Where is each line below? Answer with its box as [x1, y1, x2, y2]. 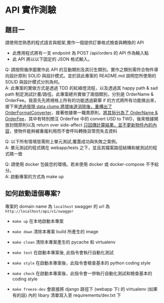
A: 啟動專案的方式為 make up [5, 174, 64, 180]
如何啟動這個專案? [5, 189, 61, 198]
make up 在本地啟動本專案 [12, 218, 64, 224]
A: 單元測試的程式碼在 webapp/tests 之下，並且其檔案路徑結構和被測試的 [5, 145, 153, 151]
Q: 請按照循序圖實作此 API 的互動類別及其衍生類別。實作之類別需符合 [5, 67, 145, 72]
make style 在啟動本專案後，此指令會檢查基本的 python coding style [12, 260, 151, 266]
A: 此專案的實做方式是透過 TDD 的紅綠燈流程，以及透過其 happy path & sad [5, 85, 158, 91]
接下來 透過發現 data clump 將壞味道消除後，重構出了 [5, 104, 112, 109]
